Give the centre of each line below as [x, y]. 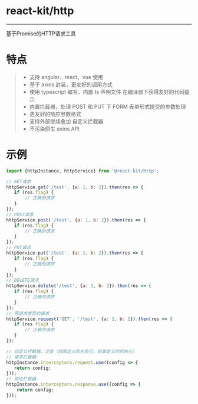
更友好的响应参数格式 [55, 114]
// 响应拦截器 [21, 379]
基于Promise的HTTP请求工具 [41, 33]
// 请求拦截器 [21, 357]
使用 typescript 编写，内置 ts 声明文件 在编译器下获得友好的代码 [107, 92]
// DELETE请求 [23, 281]
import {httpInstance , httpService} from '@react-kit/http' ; [83, 171]
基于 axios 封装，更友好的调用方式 [71, 84]
